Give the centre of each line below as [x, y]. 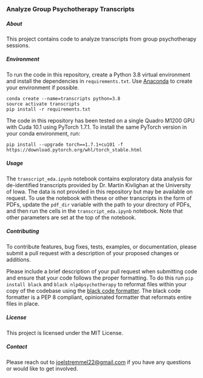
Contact [17, 347]
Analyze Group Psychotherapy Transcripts [71, 9]
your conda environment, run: [43, 133]
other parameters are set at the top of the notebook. [71, 217]
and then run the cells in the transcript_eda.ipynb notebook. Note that [95, 211]
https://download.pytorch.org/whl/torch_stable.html [74, 150]
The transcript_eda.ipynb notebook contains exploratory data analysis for [99, 179]
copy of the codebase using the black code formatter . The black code [93, 290]
